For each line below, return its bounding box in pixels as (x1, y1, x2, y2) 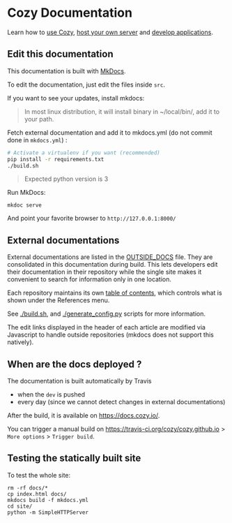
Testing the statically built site (7, 452, 141, 464)
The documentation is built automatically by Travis (7, 377, 152, 385)
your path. (24, 115, 54, 123)
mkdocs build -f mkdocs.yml (7, 496, 89, 503)
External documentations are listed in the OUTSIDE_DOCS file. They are (7, 253, 213, 261)
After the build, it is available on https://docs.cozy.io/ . (7, 411, 160, 420)
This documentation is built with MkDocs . (7, 66, 127, 75)
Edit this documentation (7, 48, 114, 60)
